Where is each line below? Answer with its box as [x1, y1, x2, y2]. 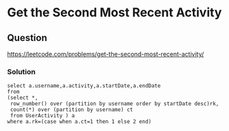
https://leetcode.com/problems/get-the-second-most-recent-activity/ [7, 50, 204, 58]
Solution [7, 67, 36, 76]
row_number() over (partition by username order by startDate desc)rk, [10, 100, 219, 107]
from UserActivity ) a [10, 113, 75, 119]
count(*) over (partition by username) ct [10, 106, 134, 113]
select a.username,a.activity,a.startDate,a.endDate [7, 83, 161, 89]
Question [7, 32, 47, 44]
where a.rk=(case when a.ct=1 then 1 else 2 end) [7, 118, 152, 126]
